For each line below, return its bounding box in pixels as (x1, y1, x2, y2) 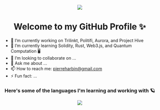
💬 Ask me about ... (10, 60, 47, 66)
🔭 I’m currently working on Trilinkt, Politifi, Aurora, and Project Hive (10, 37, 144, 43)
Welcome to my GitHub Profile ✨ (14, 21, 146, 32)
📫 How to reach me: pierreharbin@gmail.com (10, 65, 102, 71)
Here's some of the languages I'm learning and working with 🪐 (4, 87, 155, 94)
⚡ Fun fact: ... (10, 73, 37, 79)
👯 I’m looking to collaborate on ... (10, 55, 76, 61)
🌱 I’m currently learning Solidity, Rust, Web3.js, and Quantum (10, 43, 132, 48)
